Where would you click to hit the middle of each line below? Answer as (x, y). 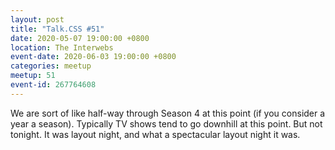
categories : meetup (51, 66)
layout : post (37, 19)
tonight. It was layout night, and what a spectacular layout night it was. (155, 134)
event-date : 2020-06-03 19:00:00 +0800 (93, 57)
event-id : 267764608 (53, 85)
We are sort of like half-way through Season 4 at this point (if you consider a (168, 113)
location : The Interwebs (62, 47)
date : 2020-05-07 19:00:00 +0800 (80, 38)
